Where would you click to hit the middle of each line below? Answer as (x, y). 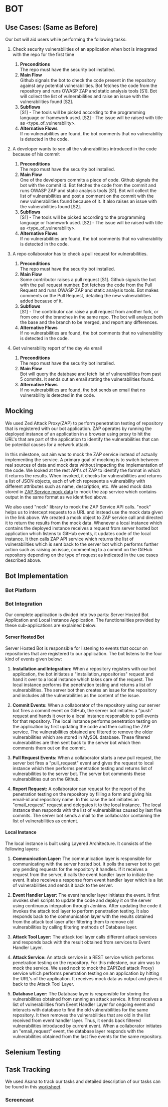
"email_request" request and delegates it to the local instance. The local (87, 805)
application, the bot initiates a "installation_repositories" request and (83, 674)
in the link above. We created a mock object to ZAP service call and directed (84, 517)
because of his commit (36, 154)
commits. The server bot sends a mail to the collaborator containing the (86, 815)
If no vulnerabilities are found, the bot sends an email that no (82, 390)
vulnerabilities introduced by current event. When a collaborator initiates (87, 1026)
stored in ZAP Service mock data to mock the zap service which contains (81, 491)
